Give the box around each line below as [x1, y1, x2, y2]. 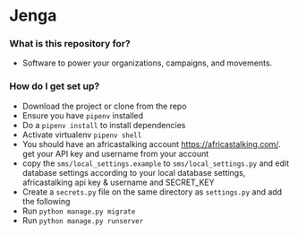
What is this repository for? [9, 38, 132, 50]
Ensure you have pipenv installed [21, 109, 144, 121]
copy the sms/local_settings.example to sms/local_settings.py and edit [21, 158, 289, 169]
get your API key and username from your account [21, 148, 209, 159]
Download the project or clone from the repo [21, 100, 187, 111]
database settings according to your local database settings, [21, 167, 246, 178]
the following [21, 196, 71, 206]
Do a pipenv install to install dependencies [21, 119, 186, 130]
